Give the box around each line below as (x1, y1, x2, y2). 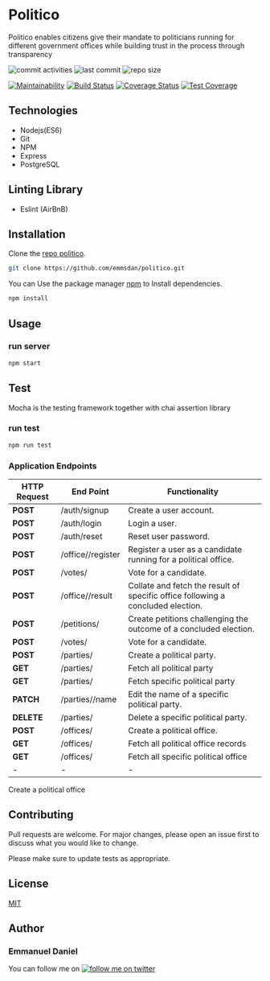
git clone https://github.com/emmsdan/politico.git (8, 264, 185, 273)
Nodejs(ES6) (19, 125, 63, 134)
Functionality (167, 485, 219, 497)
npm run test (8, 441, 52, 449)
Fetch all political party (128, 662, 214, 674)
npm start (8, 359, 42, 367)
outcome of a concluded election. (128, 623, 255, 634)
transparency (8, 49, 53, 59)
